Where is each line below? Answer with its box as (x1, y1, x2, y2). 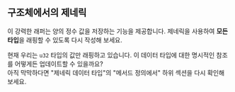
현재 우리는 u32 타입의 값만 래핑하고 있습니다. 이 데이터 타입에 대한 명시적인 (7, 50, 215, 59)
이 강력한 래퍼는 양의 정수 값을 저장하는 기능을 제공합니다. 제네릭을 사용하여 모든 (7, 27, 229, 35)
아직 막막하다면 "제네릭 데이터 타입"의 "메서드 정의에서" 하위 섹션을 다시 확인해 (7, 68, 225, 76)
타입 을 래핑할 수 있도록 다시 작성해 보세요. (7, 35, 122, 44)
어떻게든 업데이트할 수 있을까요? (14, 59, 104, 68)
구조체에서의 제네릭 (7, 6, 87, 19)
